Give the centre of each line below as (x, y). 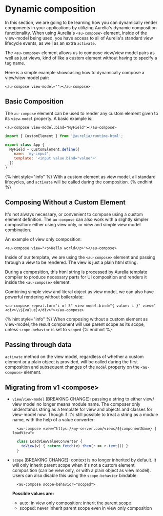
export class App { (25, 145)
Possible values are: (33, 493)
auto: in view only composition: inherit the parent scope (75, 503)
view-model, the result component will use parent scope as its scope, (75, 324)
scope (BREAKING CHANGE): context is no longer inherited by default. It (84, 460)
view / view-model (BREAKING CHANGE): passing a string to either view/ (83, 399)
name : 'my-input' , (32, 154)
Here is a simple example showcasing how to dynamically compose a (75, 72)
